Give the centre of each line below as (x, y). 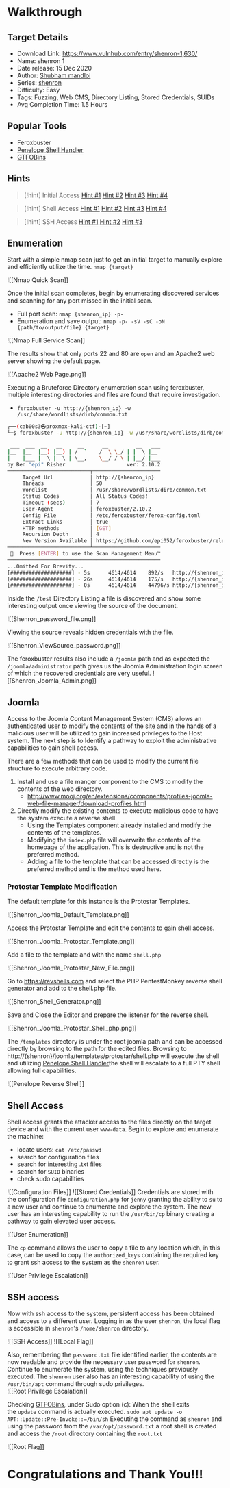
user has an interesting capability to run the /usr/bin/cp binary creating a (111, 1214)
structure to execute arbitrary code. (57, 768)
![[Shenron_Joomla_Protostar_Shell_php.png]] (72, 1029)
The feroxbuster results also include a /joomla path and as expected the (108, 659)
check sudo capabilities (50, 1179)
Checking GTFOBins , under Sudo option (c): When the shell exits (98, 1404)
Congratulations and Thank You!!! (105, 1475)
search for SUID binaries (51, 1172)
